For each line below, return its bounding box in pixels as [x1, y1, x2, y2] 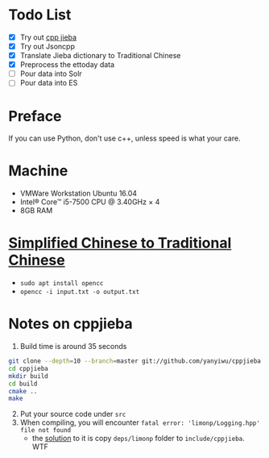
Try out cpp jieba [19, 32, 77, 42]
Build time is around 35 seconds [19, 342, 127, 351]
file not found [19, 426, 72, 435]
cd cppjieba [8, 364, 48, 372]
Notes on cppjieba [8, 315, 133, 333]
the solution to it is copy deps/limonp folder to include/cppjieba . [31, 434, 246, 443]
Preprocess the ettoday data [19, 60, 115, 69]
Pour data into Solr [19, 69, 82, 78]
